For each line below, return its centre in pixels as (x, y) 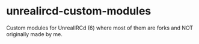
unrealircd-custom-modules (79, 11)
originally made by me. (35, 34)
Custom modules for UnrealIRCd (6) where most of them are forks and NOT (100, 28)
